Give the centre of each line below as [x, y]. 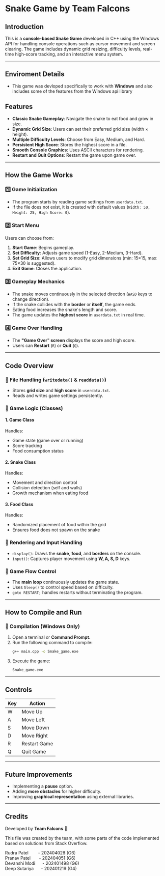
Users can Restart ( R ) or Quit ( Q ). [46, 346]
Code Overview [29, 366]
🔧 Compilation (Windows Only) [42, 626]
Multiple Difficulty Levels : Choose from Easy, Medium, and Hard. [79, 139]
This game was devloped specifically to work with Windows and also [82, 86]
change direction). [31, 299]
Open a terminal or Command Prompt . [51, 637]
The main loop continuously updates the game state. [66, 582]
